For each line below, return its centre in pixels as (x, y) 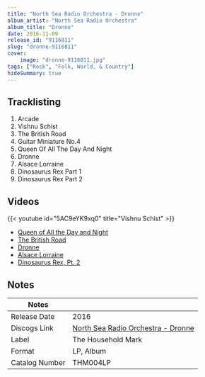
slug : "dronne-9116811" (42, 47)
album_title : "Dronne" (41, 27)
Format (23, 351)
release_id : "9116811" (41, 40)
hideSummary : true (34, 73)
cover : (17, 54)
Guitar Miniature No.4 (49, 142)
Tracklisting (34, 102)
